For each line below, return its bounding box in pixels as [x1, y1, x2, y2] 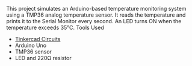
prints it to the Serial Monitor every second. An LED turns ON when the [6, 18, 182, 24]
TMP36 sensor [14, 48, 52, 55]
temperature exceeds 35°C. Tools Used [6, 24, 104, 31]
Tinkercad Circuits [14, 36, 61, 42]
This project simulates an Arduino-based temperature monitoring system [6, 5, 187, 12]
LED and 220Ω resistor [14, 55, 72, 61]
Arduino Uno [14, 42, 47, 49]
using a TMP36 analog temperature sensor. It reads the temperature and [6, 11, 186, 18]
